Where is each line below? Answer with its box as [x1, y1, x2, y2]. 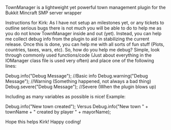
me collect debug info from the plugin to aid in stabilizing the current [5, 36, 150, 42]
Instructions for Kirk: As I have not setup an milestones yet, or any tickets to [5, 20, 164, 25]
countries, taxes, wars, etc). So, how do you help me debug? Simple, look [5, 47, 160, 53]
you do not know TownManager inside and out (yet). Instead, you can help [5, 31, 162, 36]
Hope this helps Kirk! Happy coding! [5, 119, 82, 124]
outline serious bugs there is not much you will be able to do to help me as [5, 25, 162, 31]
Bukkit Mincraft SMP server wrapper [5, 10, 82, 16]
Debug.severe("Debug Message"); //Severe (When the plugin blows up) [5, 84, 157, 90]
